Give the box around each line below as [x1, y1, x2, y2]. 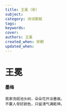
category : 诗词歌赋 [5, 16, 43, 21]
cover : [5, 30, 19, 35]
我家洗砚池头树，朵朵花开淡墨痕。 [5, 97, 65, 102]
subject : [5, 12, 23, 17]
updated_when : [5, 44, 35, 49]
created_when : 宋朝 [5, 39, 44, 44]
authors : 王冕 [5, 35, 33, 40]
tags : [5, 21, 16, 26]
